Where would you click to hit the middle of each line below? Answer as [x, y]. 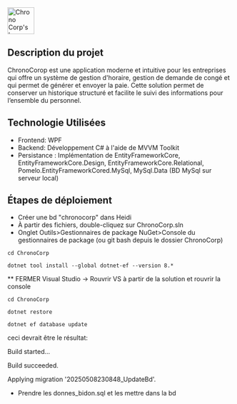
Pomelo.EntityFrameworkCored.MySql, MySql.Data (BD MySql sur [115, 170]
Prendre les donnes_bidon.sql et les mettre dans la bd [97, 393]
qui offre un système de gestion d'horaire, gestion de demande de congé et [119, 77]
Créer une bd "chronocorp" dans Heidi [75, 218]
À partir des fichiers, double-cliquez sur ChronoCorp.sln [101, 225]
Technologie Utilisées [56, 123]
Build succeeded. [33, 365]
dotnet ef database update [47, 325]
